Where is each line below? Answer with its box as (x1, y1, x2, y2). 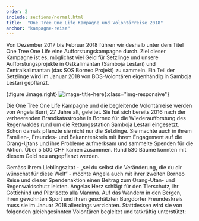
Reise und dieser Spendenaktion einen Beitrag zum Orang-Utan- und (6, 177, 175, 184)
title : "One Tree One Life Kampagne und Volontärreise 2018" (6, 20, 163, 25)
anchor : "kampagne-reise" (6, 25, 70, 31)
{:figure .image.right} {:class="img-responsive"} (6, 91, 170, 98)
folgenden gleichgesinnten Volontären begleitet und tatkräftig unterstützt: (6, 208, 186, 215)
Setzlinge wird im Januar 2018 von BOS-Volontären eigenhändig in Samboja (6, 73, 192, 80)
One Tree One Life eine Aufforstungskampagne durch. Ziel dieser (6, 48, 166, 55)
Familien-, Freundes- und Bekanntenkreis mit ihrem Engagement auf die (6, 134, 182, 141)
